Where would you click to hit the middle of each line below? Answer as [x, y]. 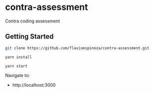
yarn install [19, 57]
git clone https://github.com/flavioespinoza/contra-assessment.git [77, 48]
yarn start [16, 66]
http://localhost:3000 [34, 85]
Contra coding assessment [33, 21]
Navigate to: [18, 76]
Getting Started [29, 37]
